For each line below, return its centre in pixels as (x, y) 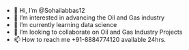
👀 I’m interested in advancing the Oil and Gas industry (89, 18)
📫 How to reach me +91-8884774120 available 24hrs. (89, 40)
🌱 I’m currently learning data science (65, 25)
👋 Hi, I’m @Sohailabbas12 (49, 10)
